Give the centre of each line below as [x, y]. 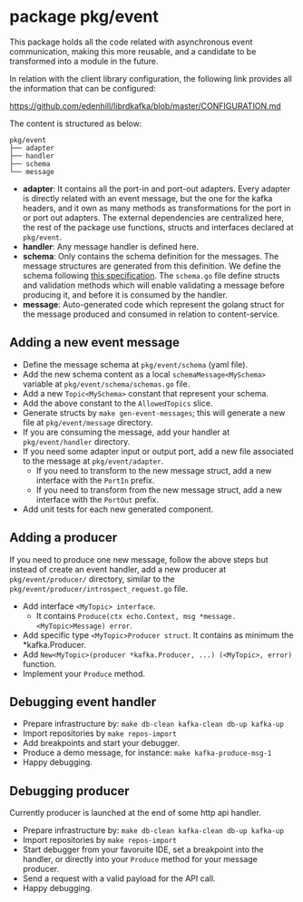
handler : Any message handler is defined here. [111, 246]
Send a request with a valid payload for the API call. [119, 878]
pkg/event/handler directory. [76, 441]
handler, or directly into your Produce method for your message [140, 859]
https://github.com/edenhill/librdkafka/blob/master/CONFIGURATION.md [145, 105]
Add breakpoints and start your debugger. [101, 743]
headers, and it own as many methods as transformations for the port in [156, 208]
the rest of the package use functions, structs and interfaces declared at [158, 227]
